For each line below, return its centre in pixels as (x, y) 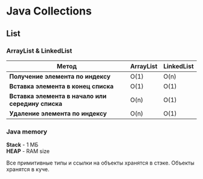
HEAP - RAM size (28, 151)
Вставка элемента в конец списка (61, 86)
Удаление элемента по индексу (58, 113)
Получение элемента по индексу (60, 76)
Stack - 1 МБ (22, 145)
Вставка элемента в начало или (58, 96)
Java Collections (49, 11)
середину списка (36, 103)
